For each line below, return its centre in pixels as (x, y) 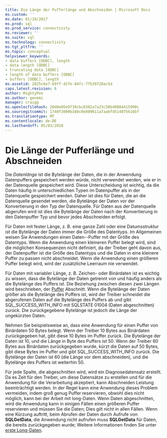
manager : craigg (22, 103)
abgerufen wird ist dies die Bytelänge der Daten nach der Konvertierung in (82, 212)
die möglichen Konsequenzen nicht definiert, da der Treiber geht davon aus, (83, 248)
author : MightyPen (24, 93)
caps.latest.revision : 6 (31, 88)
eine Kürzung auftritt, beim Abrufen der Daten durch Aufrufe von (72, 415)
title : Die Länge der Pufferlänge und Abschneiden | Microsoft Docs (78, 10)
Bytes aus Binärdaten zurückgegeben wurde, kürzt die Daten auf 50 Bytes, (82, 346)
